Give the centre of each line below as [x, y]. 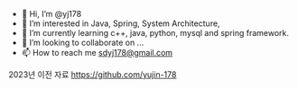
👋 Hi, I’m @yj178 [51, 14]
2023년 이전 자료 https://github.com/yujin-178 [93, 75]
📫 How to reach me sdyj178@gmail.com [97, 53]
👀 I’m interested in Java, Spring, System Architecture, [121, 23]
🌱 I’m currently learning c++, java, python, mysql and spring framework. [155, 33]
